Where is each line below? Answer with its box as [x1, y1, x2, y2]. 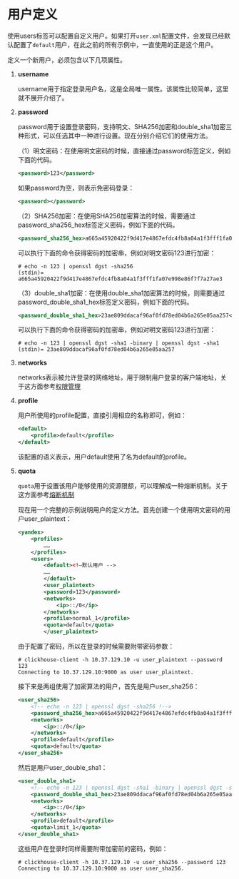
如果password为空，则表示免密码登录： [17, 183, 135, 192]
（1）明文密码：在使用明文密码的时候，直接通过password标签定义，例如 [17, 146, 231, 155]
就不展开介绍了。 [17, 93, 68, 102]
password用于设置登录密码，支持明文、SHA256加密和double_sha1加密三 [17, 122, 233, 131]
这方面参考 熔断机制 [17, 490, 75, 499]
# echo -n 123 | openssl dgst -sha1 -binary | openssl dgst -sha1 [17, 340, 220, 347]
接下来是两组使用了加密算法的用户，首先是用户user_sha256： [17, 682, 200, 691]
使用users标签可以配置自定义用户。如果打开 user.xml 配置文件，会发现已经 [7, 31, 225, 40]
